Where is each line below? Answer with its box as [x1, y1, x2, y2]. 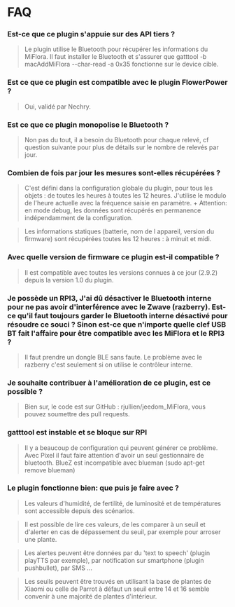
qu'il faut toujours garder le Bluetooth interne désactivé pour [17, 311, 228, 320]
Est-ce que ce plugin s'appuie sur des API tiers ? [7, 29, 176, 39]
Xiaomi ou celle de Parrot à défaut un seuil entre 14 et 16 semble [24, 585, 210, 593]
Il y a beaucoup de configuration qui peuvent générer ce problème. [24, 443, 218, 452]
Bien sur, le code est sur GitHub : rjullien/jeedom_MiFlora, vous [24, 402, 206, 411]
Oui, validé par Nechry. [24, 102, 91, 111]
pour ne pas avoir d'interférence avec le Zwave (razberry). [7, 302, 211, 312]
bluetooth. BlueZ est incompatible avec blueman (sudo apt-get [24, 458, 205, 467]
